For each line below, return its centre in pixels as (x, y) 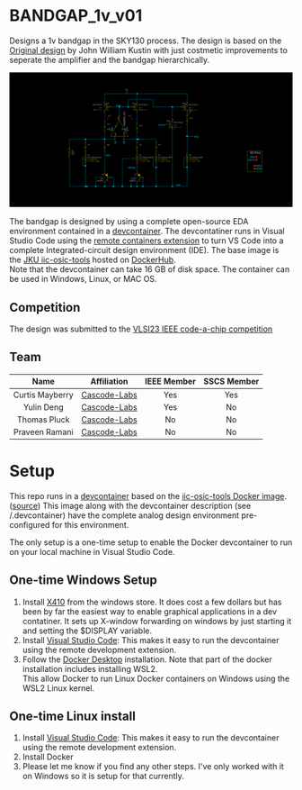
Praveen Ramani (43, 432)
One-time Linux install (73, 716)
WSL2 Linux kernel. (58, 688)
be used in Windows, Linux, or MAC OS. (83, 279)
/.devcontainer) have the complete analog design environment (124, 515)
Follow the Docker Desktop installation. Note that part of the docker (147, 659)
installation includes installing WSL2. (90, 668)
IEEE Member (170, 381)
